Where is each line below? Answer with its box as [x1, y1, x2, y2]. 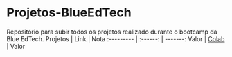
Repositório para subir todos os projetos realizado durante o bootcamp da [6, 27, 217, 36]
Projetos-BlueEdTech [6, 5, 132, 21]
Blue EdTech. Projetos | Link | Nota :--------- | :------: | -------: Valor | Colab [6, 34, 225, 43]
